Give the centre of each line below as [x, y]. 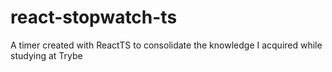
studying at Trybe [46, 55]
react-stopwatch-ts [94, 17]
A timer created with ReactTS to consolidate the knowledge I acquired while [166, 45]
